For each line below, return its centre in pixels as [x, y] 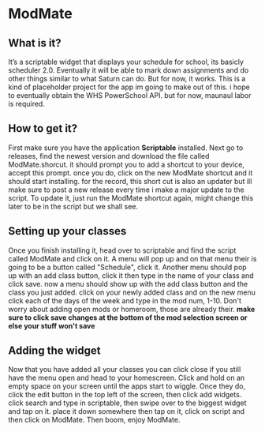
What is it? [35, 43]
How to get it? [43, 128]
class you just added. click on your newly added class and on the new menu [132, 292]
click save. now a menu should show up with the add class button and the [128, 284]
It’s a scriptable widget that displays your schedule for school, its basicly [126, 62]
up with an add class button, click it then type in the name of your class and [131, 275]
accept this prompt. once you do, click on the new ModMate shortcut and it [131, 173]
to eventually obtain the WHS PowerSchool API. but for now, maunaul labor [130, 95]
